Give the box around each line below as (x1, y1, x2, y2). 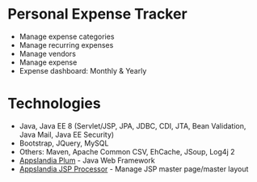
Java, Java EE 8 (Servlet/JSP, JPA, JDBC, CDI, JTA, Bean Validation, (19, 121, 246, 130)
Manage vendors (19, 49, 76, 58)
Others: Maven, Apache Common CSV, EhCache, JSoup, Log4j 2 (19, 146, 235, 156)
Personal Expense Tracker (7, 5, 187, 23)
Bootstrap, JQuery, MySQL (19, 138, 109, 148)
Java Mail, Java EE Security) (19, 129, 115, 139)
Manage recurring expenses (19, 40, 114, 49)
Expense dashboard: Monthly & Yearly (19, 66, 147, 75)
